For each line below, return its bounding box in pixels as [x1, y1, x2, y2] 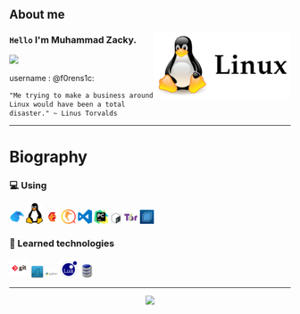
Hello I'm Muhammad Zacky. [9, 34, 137, 46]
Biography [9, 146, 87, 167]
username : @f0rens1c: [9, 72, 95, 83]
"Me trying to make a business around [9, 91, 154, 100]
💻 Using [9, 178, 47, 191]
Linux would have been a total [9, 100, 126, 109]
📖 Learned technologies [9, 237, 114, 250]
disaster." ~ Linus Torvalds [9, 109, 118, 118]
